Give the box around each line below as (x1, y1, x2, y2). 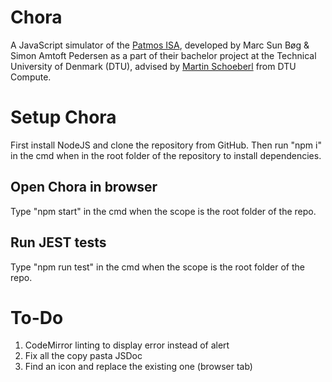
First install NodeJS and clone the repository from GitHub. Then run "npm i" (10, 139, 322, 151)
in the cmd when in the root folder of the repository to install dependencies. (10, 149, 322, 161)
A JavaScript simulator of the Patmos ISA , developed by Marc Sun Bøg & (10, 39, 310, 51)
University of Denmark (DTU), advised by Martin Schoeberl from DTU (10, 60, 297, 72)
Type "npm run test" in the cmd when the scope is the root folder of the (10, 261, 305, 273)
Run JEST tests (10, 234, 107, 251)
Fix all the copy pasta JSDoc (24, 350, 143, 362)
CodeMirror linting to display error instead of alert (24, 339, 230, 351)
